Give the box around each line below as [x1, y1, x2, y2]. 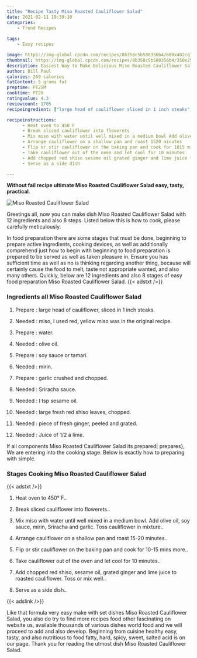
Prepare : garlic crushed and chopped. [15, 374, 109, 381]
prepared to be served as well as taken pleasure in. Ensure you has [6, 253, 168, 260]
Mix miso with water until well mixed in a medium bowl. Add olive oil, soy [15, 517, 191, 524]
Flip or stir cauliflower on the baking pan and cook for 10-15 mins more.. [15, 546, 189, 553]
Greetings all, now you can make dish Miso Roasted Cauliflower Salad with [6, 211, 186, 218]
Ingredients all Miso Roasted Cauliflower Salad [6, 293, 142, 301]
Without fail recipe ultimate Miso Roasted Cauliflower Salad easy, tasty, [6, 182, 185, 189]
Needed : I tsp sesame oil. [15, 397, 78, 404]
